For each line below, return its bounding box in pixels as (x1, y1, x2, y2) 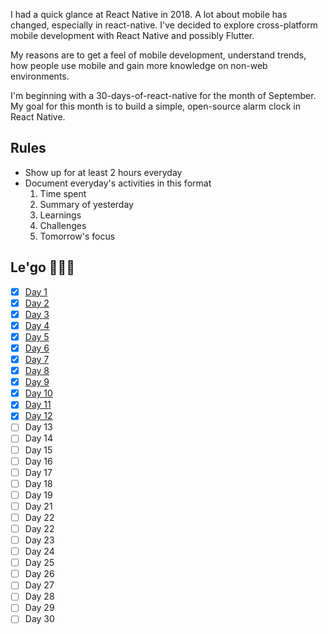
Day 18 (24, 477, 53, 489)
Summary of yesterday (39, 198, 134, 210)
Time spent (39, 187, 87, 199)
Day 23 (24, 534, 55, 546)
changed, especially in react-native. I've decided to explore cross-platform (10, 19, 318, 31)
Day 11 (24, 399, 52, 411)
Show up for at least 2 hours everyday (24, 166, 183, 178)
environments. (10, 70, 70, 82)
